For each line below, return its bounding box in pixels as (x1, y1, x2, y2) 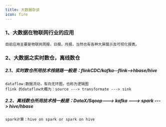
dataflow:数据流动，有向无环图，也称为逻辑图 (5, 81, 89, 86)
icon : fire (5, 12, 28, 17)
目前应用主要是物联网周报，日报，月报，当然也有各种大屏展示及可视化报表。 (5, 42, 139, 47)
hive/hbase (9, 103, 33, 110)
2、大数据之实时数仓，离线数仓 (5, 54, 80, 61)
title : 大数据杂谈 (5, 7, 40, 12)
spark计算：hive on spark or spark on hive (5, 117, 95, 122)
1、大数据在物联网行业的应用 (5, 29, 74, 36)
